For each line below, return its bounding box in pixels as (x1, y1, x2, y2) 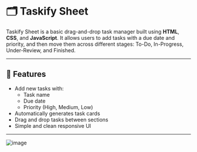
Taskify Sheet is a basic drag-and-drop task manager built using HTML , (6, 28, 180, 35)
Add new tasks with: (14, 85, 64, 92)
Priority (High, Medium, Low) (23, 103, 93, 110)
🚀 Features (6, 69, 46, 79)
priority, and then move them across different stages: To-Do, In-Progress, (6, 40, 184, 48)
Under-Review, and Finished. (6, 46, 76, 53)
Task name (23, 91, 50, 98)
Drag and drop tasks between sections (14, 116, 108, 123)
